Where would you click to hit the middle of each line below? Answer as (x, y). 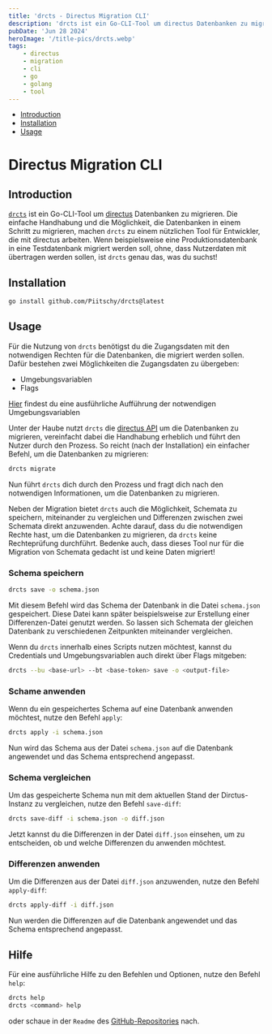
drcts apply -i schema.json (56, 733)
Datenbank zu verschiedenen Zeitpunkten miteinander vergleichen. (121, 631)
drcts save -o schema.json (54, 590)
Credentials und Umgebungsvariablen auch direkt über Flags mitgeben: (127, 655)
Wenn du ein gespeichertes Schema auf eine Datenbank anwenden (121, 709)
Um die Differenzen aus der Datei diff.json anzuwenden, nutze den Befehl (134, 881)
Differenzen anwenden (54, 864)
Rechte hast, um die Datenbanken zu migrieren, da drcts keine (113, 534)
